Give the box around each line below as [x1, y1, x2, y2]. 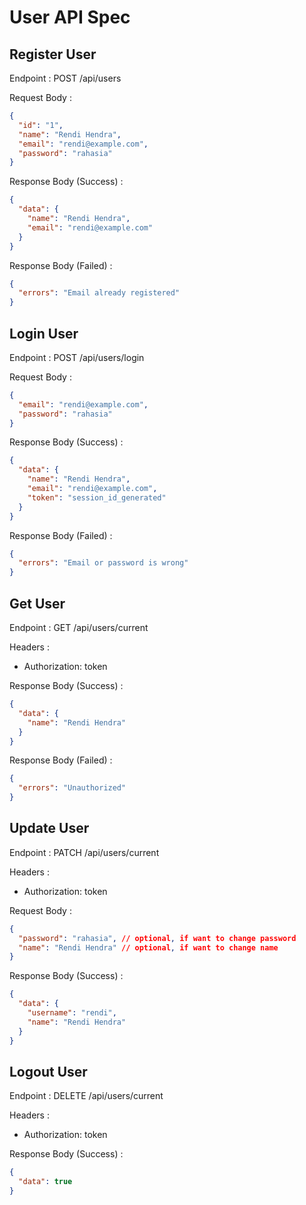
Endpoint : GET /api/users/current [9, 622, 149, 633]
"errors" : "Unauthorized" [18, 783, 127, 793]
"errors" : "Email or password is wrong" [18, 558, 189, 568]
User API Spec [9, 6, 131, 29]
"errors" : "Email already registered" [18, 288, 181, 298]
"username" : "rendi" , [27, 1008, 117, 1018]
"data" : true [18, 1177, 73, 1187]
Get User [9, 595, 66, 612]
